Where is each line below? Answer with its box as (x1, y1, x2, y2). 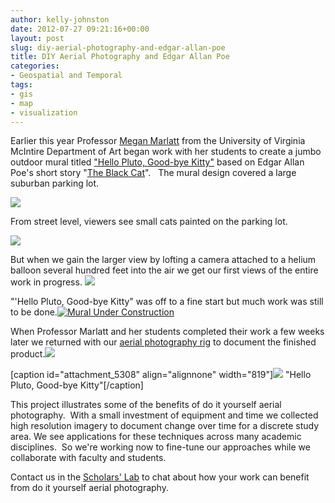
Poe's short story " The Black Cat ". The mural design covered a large (10, 167, 297, 179)
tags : (10, 80, 33, 90)
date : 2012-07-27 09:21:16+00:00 (10, 24, 150, 34)
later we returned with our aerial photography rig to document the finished (10, 336, 317, 348)
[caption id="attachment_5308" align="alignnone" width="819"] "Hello (10, 369, 312, 381)
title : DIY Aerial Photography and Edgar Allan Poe (10, 52, 230, 62)
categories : (10, 61, 60, 71)
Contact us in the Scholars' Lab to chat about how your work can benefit (10, 471, 310, 483)
